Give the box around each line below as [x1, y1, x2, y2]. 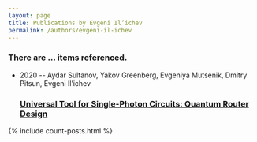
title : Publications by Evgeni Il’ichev [8, 19, 143, 27]
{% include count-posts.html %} [8, 125, 113, 135]
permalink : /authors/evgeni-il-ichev [8, 26, 132, 34]
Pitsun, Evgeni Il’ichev [19, 78, 91, 88]
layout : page [8, 11, 51, 20]
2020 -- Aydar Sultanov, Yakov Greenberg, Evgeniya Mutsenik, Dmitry [19, 70, 248, 80]
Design [19, 108, 48, 119]
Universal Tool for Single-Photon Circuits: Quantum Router [19, 98, 250, 109]
